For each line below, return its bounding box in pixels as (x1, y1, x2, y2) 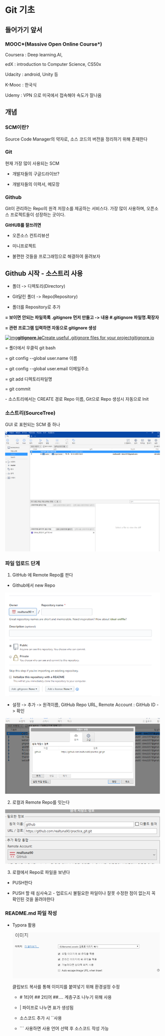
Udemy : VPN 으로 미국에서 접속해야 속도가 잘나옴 (5, 92, 102, 98)
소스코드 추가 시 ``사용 (19, 1015, 62, 1021)
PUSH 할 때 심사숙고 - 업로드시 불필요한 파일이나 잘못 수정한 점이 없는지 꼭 (12, 890, 156, 896)
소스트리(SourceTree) (5, 409, 55, 416)
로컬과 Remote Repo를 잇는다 (12, 799, 70, 805)
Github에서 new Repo (12, 582, 55, 588)
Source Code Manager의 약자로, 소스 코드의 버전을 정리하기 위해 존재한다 (5, 136, 148, 142)
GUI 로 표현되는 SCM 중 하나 (5, 422, 60, 428)
